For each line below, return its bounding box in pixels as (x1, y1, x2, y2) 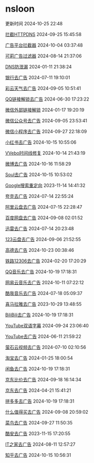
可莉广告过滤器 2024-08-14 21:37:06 (5, 53, 82, 59)
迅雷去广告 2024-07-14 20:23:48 (5, 225, 74, 231)
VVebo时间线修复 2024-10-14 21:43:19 (5, 150, 86, 156)
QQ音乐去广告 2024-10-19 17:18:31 (5, 269, 77, 275)
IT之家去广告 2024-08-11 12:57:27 (5, 441, 76, 447)
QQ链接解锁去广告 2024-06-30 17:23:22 (5, 96, 89, 102)
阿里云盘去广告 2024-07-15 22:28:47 (5, 204, 82, 210)
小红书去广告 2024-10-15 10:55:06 (5, 139, 77, 145)
